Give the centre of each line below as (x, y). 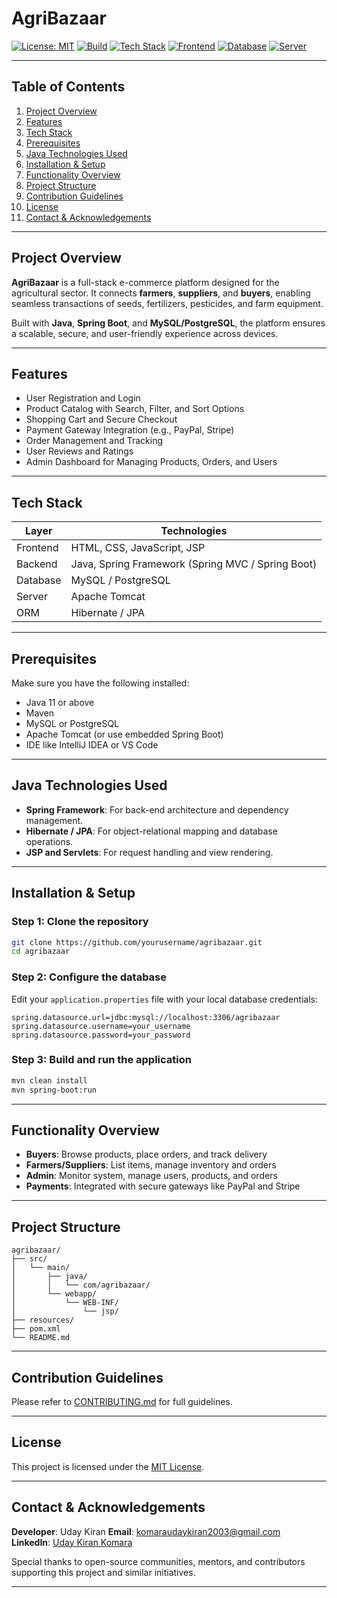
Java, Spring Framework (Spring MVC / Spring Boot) (194, 564)
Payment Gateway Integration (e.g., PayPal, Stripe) (130, 430)
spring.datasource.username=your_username (101, 1026)
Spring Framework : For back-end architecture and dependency (157, 809)
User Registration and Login (83, 398)
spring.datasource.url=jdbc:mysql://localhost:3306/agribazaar (146, 1017)
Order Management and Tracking (94, 441)
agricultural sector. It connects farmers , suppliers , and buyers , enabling (161, 293)
